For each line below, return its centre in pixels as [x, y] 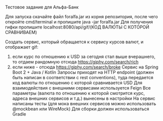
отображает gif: [22, 47]
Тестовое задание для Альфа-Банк [42, 7]
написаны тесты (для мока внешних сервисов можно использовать [84, 104]
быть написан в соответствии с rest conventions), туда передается [83, 77]
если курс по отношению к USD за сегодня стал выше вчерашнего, [84, 57]
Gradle [19, 114]
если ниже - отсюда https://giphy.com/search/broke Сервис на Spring [85, 67]
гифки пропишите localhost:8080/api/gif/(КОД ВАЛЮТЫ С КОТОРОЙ [77, 27]
